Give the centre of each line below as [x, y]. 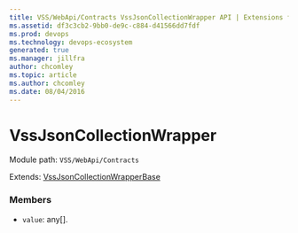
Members [30, 200]
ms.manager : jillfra [47, 58]
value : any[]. [45, 219]
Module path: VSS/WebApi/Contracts [74, 159]
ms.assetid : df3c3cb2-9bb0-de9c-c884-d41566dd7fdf [105, 26]
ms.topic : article [43, 75]
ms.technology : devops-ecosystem [71, 42]
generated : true [39, 50]
